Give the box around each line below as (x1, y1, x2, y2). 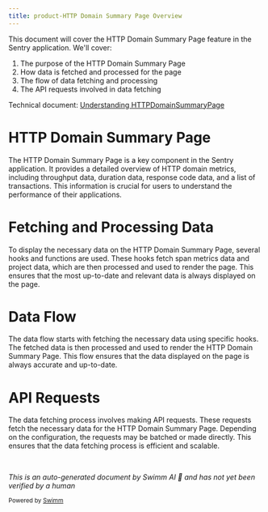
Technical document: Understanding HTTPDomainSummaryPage (8, 100, 224, 109)
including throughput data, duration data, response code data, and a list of (8, 172, 256, 182)
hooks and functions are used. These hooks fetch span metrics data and (8, 253, 250, 263)
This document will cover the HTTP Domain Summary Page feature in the (8, 34, 252, 44)
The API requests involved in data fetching (19, 84, 161, 94)
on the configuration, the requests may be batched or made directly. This (8, 433, 252, 442)
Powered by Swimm (8, 497, 64, 505)
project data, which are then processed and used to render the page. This (8, 262, 254, 271)
